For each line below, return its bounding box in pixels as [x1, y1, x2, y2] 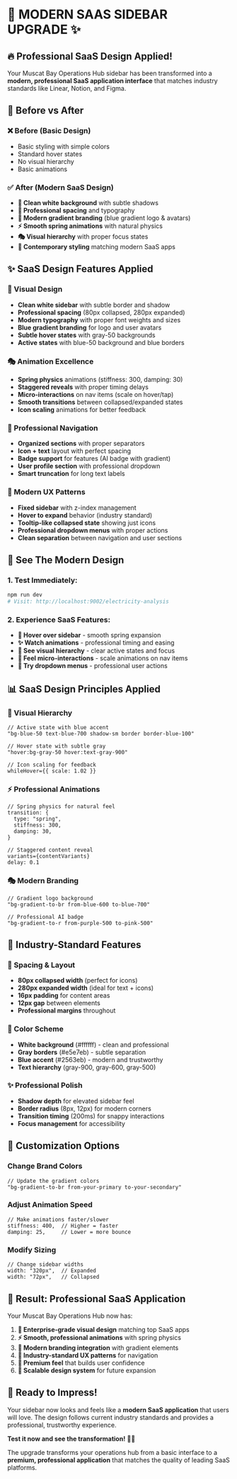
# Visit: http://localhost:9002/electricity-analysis [7, 598, 170, 606]
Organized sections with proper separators [17, 440, 145, 448]
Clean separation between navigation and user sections [17, 533, 183, 542]
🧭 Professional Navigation [7, 422, 98, 432]
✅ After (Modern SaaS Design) [7, 182, 115, 192]
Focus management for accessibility [17, 1119, 126, 1128]
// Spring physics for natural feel [7, 803, 115, 810]
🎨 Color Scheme [7, 1024, 64, 1034]
